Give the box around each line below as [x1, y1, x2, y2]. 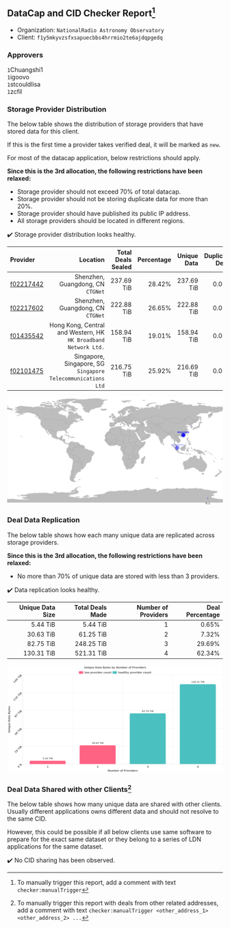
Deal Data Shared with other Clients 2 [7, 783, 132, 795]
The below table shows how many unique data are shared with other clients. [7, 800, 222, 808]
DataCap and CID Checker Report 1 [7, 5, 155, 19]
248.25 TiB [75, 639, 107, 647]
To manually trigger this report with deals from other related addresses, [16, 899, 219, 907]
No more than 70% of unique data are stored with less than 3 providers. [16, 571, 220, 580]
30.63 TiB [27, 630, 56, 639]
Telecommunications [49, 375, 105, 382]
